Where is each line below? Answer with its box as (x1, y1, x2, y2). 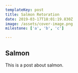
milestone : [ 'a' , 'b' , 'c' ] (5, 26, 64, 31)
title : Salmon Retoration (5, 12, 59, 17)
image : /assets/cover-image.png (5, 21, 73, 26)
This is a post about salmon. (5, 62, 64, 68)
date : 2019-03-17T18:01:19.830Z (5, 16, 73, 21)
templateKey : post (5, 7, 44, 12)
